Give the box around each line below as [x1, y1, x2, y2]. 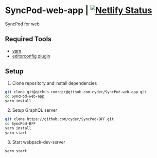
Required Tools [5, 35, 52, 43]
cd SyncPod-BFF [5, 122, 36, 126]
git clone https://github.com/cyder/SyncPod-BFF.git [5, 117, 114, 122]
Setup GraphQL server [12, 107, 57, 113]
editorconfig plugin [12, 53, 51, 59]
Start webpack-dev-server [12, 139, 66, 145]
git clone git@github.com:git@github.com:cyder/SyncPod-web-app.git [5, 89, 147, 94]
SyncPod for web [5, 21, 40, 27]
